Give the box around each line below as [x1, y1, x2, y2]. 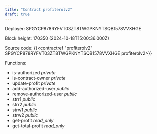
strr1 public [12, 96, 36, 102]
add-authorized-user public [12, 85, 70, 91]
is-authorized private [12, 69, 56, 75]
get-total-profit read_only [12, 123, 65, 129]
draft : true [5, 12, 30, 17]
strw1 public [12, 107, 37, 113]
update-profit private [12, 80, 56, 86]
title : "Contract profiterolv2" [5, 7, 72, 12]
